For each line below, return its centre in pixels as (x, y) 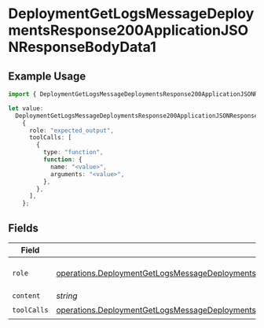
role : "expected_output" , (71, 131)
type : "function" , (73, 153)
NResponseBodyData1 (82, 47)
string (67, 296)
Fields (24, 228)
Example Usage (47, 76)
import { (22, 94)
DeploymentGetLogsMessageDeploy (131, 14)
